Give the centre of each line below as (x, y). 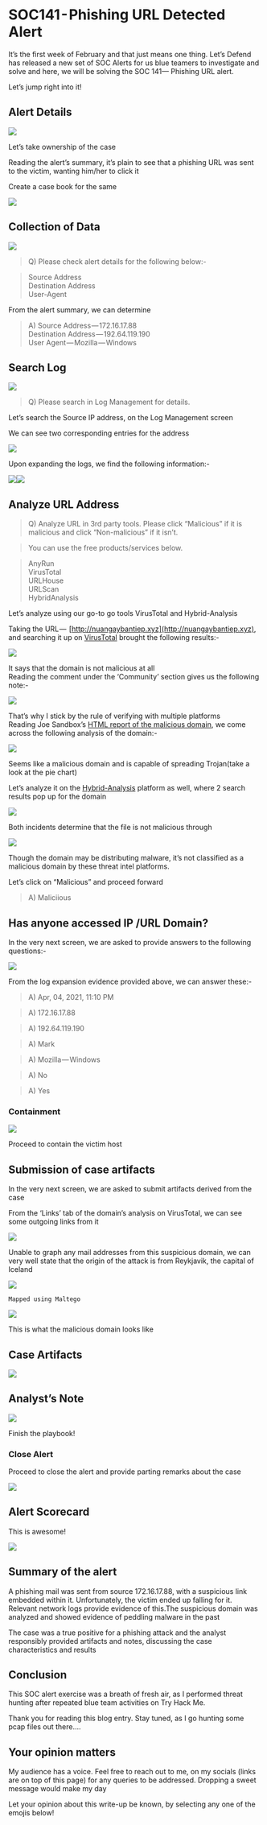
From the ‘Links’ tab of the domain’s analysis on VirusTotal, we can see (125, 1213)
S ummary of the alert (63, 1572)
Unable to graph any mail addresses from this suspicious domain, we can (130, 1253)
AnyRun (41, 564)
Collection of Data (54, 227)
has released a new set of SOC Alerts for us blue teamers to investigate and (134, 63)
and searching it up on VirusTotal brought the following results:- (114, 638)
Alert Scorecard (49, 1512)
